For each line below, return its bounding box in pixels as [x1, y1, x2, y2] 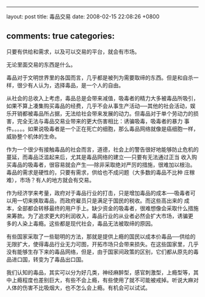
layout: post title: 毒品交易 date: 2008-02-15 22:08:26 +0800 [6, 13, 160, 20]
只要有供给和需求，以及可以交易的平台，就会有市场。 [6, 48, 140, 55]
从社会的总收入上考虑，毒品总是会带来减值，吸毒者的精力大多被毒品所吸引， [6, 94, 199, 101]
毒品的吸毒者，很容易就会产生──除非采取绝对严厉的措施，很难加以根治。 [11, 161, 196, 168]
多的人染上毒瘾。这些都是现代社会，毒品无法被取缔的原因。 [6, 219, 156, 227]
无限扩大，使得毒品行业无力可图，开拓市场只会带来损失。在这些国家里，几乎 [6, 240, 199, 248]
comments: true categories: [6, 31, 115, 42]
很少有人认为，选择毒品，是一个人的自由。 [16, 81, 124, 89]
